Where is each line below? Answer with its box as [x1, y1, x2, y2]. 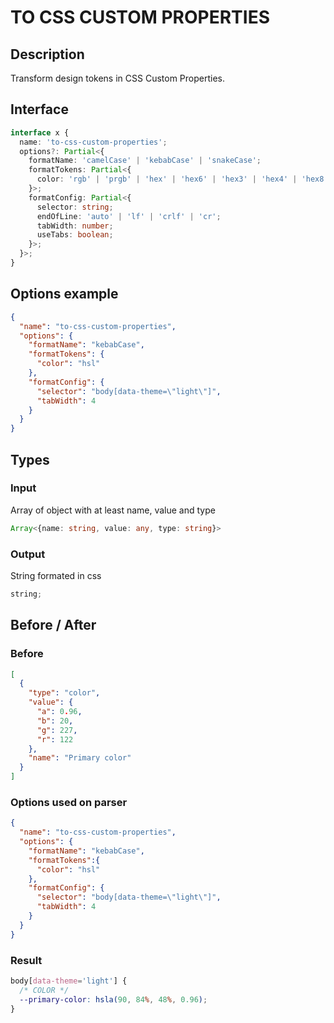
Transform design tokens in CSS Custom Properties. [10, 72, 225, 84]
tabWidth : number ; [36, 221, 114, 231]
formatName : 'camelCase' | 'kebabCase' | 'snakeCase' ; [28, 156, 262, 166]
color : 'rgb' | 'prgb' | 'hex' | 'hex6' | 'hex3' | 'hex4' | [36, 174, 298, 185]
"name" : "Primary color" [28, 753, 132, 763]
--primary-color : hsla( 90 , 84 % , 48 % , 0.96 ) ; [19, 994, 208, 1005]
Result [10, 953, 43, 967]
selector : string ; [36, 202, 114, 212]
